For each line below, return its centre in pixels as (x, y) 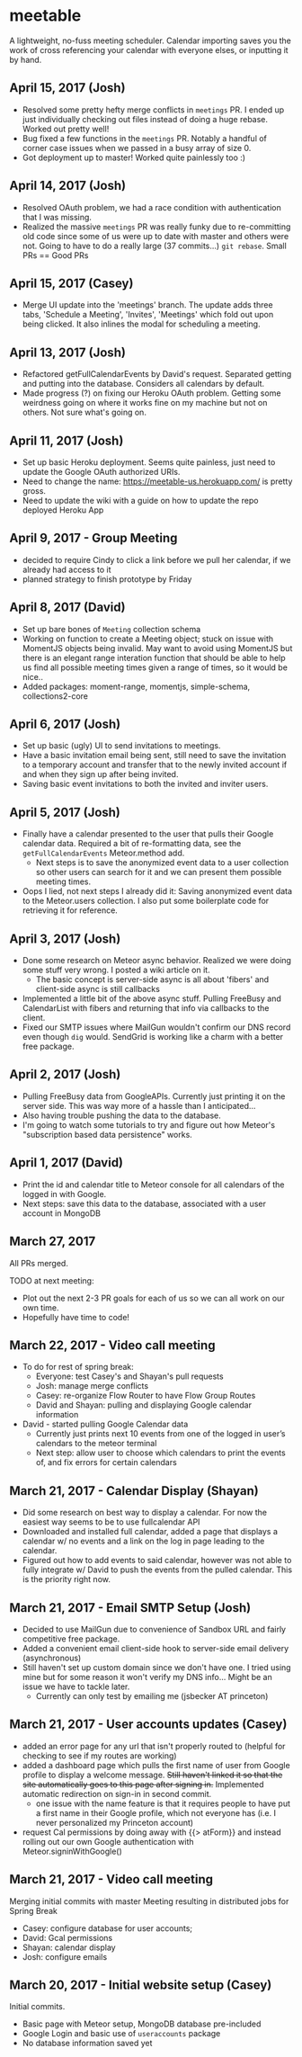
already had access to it (67, 569)
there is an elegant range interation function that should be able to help (154, 657)
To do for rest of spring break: (78, 1367)
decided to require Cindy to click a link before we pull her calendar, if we (156, 559)
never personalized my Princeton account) (115, 1822)
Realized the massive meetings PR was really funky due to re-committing (156, 227)
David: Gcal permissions (67, 1937)
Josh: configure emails (65, 1956)
